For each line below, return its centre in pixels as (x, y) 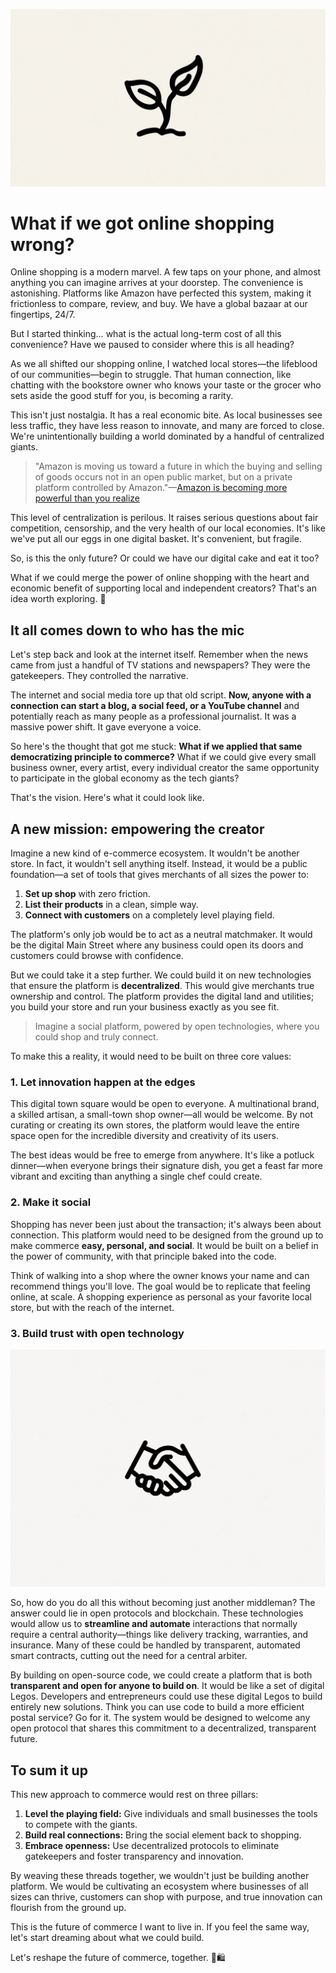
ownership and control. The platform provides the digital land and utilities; (162, 996)
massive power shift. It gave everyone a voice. (106, 727)
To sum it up (49, 1770)
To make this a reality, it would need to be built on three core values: (151, 1056)
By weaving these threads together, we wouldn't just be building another (160, 1876)
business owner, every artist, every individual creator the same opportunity (165, 768)
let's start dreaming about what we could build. (107, 1938)
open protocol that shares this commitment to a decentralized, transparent (163, 1728)
